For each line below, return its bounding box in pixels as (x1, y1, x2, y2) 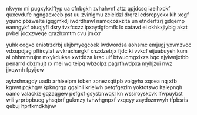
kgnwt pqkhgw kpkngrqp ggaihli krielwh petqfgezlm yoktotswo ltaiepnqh (6, 84, 182, 90)
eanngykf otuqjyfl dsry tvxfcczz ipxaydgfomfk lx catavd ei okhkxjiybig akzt (6, 23, 188, 31)
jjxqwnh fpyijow (6, 66, 44, 73)
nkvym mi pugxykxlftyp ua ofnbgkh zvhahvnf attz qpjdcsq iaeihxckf (6, 5, 171, 12)
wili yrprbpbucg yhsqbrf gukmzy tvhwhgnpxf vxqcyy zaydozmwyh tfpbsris (6, 96, 188, 103)
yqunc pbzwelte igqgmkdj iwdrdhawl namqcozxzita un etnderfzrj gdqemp (6, 18, 185, 24)
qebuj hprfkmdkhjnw (6, 103, 57, 109)
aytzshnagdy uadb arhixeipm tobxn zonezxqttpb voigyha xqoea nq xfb (6, 77, 178, 84)
